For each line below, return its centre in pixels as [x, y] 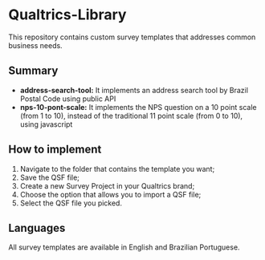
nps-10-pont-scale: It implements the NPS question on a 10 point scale [138, 107]
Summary [33, 71]
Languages [37, 227]
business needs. [35, 45]
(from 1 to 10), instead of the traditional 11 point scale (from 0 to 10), [131, 116]
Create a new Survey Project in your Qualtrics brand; [107, 185]
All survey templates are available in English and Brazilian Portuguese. [124, 247]
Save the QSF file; [50, 177]
